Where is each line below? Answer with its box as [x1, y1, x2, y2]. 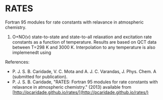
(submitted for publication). [12, 74, 68, 79]
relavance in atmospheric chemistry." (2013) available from [12, 84, 132, 90]
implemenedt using [12, 50, 52, 55]
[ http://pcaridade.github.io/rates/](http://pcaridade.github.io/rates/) [12, 89, 149, 95]
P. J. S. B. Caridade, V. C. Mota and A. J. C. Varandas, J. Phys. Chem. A [12, 68, 157, 74]
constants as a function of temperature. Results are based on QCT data [12, 39, 157, 45]
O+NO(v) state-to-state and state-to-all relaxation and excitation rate [12, 34, 152, 40]
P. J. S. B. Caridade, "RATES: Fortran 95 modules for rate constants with [12, 79, 158, 85]
